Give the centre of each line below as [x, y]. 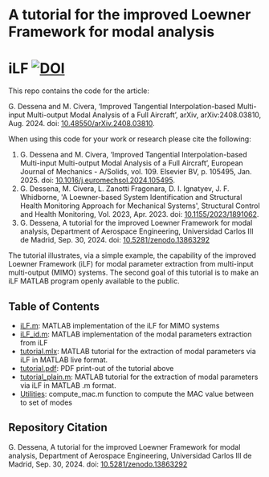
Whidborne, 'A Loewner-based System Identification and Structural [131, 198]
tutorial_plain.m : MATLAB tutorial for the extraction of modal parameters [139, 377]
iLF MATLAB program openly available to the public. [94, 281]
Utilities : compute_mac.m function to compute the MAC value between [137, 393]
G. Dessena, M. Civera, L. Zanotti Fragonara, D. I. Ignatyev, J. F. [125, 189]
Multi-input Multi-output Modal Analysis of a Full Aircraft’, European [131, 163]
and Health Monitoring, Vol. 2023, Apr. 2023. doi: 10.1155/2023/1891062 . [139, 214]
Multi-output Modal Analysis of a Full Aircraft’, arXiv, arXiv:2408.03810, [144, 115]
